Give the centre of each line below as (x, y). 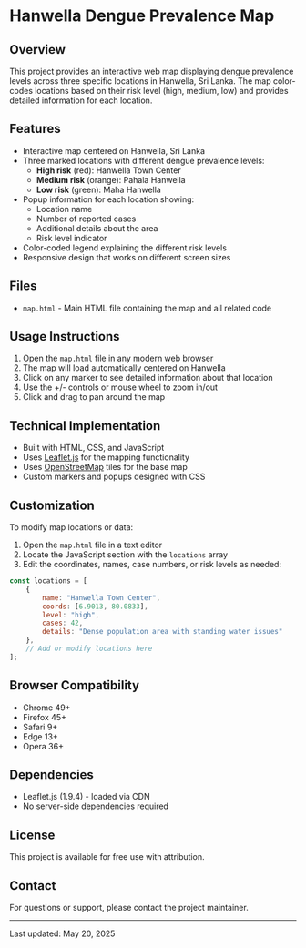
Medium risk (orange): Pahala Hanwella (111, 179)
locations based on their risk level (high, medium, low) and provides (162, 91)
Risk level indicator (71, 238)
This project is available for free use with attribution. (107, 857)
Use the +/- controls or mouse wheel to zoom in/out (120, 387)
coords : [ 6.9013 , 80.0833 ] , (95, 607)
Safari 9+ (40, 727)
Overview (38, 50)
